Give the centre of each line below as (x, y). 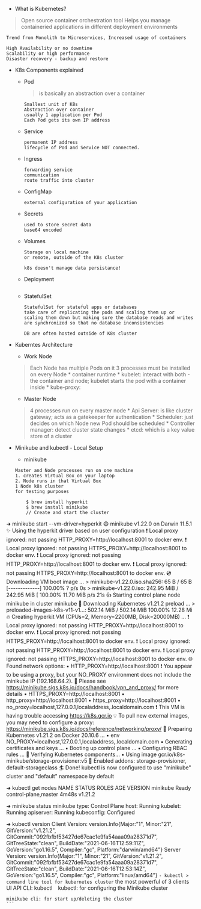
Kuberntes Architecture (44, 345)
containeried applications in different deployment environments (99, 27)
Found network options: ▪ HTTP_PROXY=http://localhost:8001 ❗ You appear (99, 666)
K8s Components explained (49, 70)
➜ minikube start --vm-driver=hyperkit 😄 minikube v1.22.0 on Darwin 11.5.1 (99, 524)
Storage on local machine (56, 252)
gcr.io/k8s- (172, 754)
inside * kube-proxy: (55, 387)
